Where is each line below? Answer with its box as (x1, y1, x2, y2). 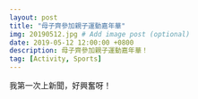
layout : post (9, 12, 58, 22)
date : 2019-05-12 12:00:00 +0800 (9, 37, 134, 47)
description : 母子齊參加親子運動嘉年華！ (9, 46, 149, 55)
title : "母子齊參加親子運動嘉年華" (9, 21, 126, 30)
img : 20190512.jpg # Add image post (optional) (9, 29, 191, 38)
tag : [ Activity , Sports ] (9, 54, 102, 63)
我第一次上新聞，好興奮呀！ (9, 80, 112, 90)
